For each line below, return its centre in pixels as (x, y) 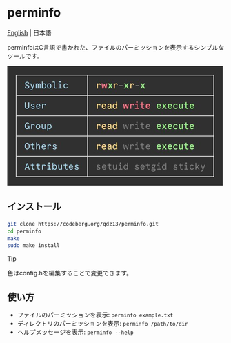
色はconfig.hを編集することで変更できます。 (70, 273)
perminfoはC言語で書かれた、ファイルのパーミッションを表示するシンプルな (116, 47)
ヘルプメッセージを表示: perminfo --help (75, 332)
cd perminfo (24, 231)
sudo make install (33, 246)
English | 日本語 (29, 32)
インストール (34, 207)
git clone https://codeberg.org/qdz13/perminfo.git (83, 224)
